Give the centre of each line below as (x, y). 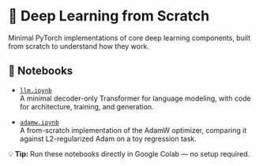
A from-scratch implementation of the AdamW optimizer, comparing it (133, 130)
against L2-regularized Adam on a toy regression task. (108, 138)
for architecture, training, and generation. (86, 106)
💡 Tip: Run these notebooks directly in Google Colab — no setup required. (129, 153)
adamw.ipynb (39, 122)
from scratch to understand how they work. (79, 46)
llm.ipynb (36, 90)
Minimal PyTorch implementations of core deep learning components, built (129, 38)
